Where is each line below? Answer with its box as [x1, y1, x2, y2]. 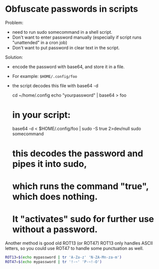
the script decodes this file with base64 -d [12, 82, 99, 89]
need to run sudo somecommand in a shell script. [12, 29, 113, 35]
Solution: [5, 54, 23, 60]
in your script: [12, 109, 71, 121]
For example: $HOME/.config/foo [12, 73, 78, 79]
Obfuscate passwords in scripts [5, 3, 138, 15]
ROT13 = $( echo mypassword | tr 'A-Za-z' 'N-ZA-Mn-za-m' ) [5, 255, 122, 260]
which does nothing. [12, 191, 98, 202]
